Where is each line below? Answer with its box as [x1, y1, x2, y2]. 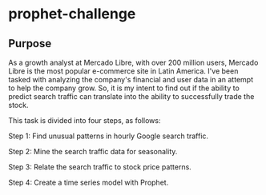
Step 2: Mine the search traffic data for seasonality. [8, 147, 178, 156]
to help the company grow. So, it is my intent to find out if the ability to [8, 83, 240, 93]
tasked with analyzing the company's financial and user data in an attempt [8, 75, 254, 84]
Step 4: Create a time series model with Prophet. [8, 177, 169, 187]
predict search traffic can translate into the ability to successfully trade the [8, 92, 255, 101]
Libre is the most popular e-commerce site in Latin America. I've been [8, 66, 239, 76]
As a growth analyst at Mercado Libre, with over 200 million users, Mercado [8, 58, 259, 67]
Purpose [8, 37, 52, 50]
